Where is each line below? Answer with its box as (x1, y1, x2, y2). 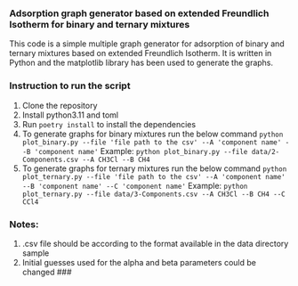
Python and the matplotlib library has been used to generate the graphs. (9, 57, 274, 69)
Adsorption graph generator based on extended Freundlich (9, 7, 270, 20)
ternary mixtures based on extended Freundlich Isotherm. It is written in (9, 48, 272, 59)
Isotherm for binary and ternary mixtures (9, 18, 190, 30)
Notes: (9, 217, 39, 230)
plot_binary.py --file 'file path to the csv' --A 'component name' (21, 137, 282, 147)
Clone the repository (21, 100, 98, 110)
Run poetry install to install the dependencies (21, 118, 197, 129)
